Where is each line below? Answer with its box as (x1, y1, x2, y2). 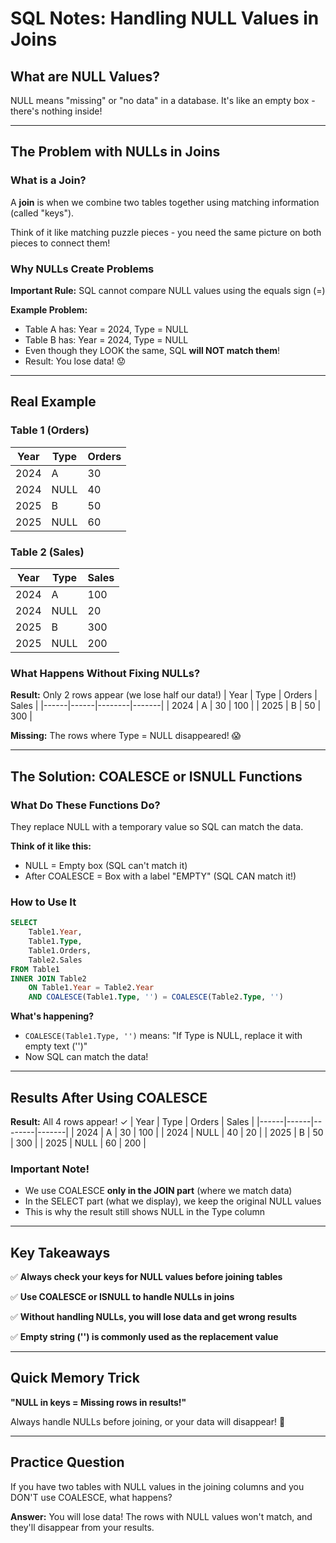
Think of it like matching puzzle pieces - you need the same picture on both (10, 226, 322, 238)
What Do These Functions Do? (10, 798, 161, 812)
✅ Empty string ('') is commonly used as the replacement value (10, 1331, 279, 1343)
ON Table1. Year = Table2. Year (28, 983, 155, 993)
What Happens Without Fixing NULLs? (10, 666, 201, 680)
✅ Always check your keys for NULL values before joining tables (10, 1271, 283, 1283)
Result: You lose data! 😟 (24, 355, 127, 367)
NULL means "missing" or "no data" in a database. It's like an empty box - (10, 95, 316, 106)
